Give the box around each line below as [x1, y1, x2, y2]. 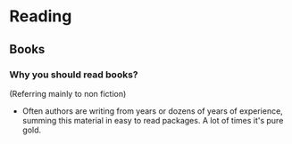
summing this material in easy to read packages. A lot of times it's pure [21, 115, 284, 125]
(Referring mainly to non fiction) [9, 88, 127, 99]
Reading [9, 6, 72, 27]
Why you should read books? [9, 68, 138, 81]
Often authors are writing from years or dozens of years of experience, [21, 105, 283, 116]
